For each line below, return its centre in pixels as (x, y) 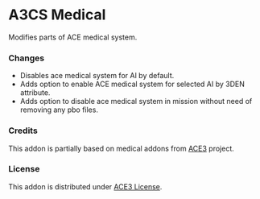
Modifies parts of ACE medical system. (73, 37)
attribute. (35, 93)
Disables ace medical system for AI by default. (97, 76)
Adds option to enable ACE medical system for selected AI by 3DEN (132, 84)
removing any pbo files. (59, 110)
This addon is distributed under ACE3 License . (85, 186)
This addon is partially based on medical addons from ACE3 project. (122, 148)
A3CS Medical (57, 15)
